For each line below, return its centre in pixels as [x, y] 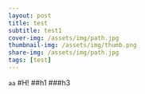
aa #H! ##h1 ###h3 [39, 82]
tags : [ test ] [30, 61]
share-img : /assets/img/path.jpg [64, 53]
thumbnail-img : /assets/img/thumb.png [72, 45]
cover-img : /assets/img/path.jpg [64, 38]
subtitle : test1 [35, 30]
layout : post [30, 16]
